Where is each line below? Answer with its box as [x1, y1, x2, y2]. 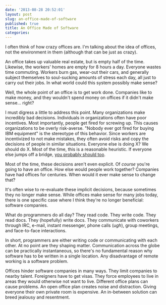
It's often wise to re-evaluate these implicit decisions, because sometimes [5, 187, 157, 192]
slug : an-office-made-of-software [5, 16, 77, 21]
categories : [5, 30, 30, 35]
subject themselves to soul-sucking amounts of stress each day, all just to [5, 75, 156, 80]
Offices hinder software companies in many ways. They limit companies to [5, 268, 158, 274]
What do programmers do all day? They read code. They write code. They [5, 212, 156, 218]
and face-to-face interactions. [5, 228, 67, 233]
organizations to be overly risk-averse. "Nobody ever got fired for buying [5, 125, 154, 131]
